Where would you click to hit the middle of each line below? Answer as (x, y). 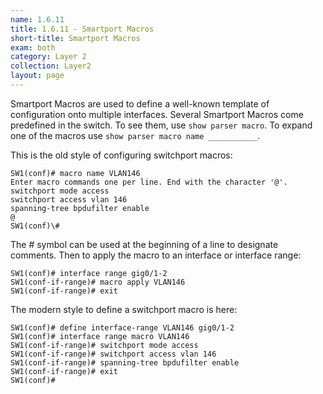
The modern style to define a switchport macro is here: (124, 309)
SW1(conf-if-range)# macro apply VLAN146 (98, 282)
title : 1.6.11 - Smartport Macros (82, 29)
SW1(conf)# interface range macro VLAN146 (100, 336)
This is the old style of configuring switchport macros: (121, 155)
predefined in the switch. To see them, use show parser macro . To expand (161, 125)
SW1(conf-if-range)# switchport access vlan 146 (113, 354)
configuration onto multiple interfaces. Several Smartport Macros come (157, 114)
